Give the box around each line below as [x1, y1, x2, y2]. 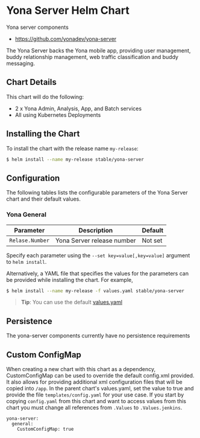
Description [78, 226, 113, 234]
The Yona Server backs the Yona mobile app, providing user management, [6, 46, 191, 54]
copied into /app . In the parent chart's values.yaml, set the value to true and [6, 385, 194, 392]
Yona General [6, 210, 47, 219]
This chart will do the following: [6, 93, 84, 100]
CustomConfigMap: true [17, 426, 74, 433]
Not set [142, 236, 163, 245]
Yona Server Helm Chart [6, 4, 130, 17]
